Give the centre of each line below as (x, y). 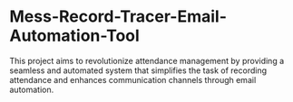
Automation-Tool (75, 36)
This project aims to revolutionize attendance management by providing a (147, 60)
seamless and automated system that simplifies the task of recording (138, 70)
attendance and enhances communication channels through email (133, 79)
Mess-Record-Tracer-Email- (118, 17)
